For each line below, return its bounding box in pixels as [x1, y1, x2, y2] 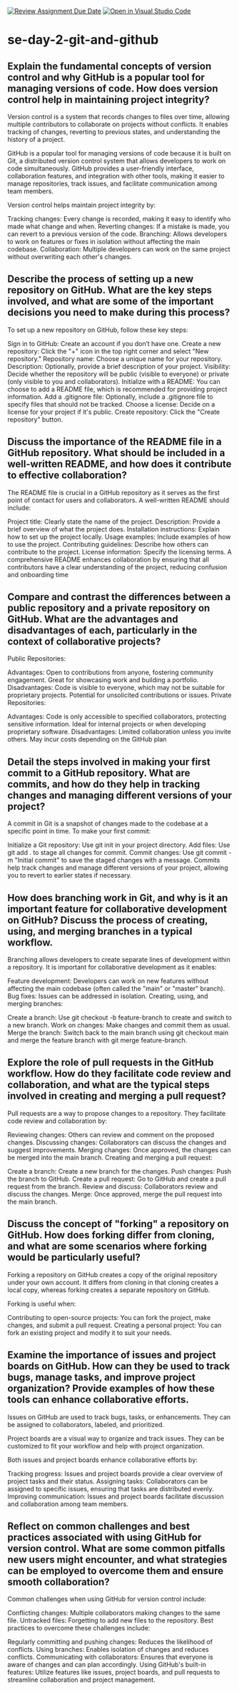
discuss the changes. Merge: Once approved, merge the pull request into [7, 1189, 223, 1198]
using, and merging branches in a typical [7, 925, 193, 938]
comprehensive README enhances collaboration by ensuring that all [7, 555, 209, 564]
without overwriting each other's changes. [7, 253, 132, 260]
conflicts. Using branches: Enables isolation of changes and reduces [7, 1645, 209, 1654]
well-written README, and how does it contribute [7, 458, 232, 470]
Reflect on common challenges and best [7, 1520, 190, 1532]
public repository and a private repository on [7, 602, 210, 614]
